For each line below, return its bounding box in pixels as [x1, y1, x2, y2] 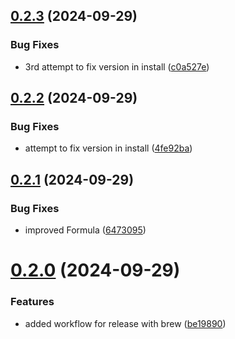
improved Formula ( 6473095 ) [24, 224, 147, 236]
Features [10, 295, 55, 309]
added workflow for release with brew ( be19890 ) [24, 317, 227, 329]
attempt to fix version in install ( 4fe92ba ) [24, 142, 193, 154]
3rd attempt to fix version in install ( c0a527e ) [24, 60, 210, 73]
